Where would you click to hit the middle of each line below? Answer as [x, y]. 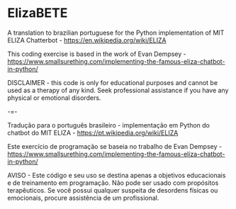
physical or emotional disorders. [54, 98]
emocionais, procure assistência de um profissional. [83, 198]
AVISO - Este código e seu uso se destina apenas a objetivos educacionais [117, 175]
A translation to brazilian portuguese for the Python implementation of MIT [116, 33]
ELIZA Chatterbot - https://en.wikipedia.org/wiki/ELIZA [87, 40]
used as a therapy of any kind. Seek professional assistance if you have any [118, 90]
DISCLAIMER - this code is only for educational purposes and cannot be [113, 82]
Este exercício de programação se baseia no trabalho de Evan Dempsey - [114, 146]
